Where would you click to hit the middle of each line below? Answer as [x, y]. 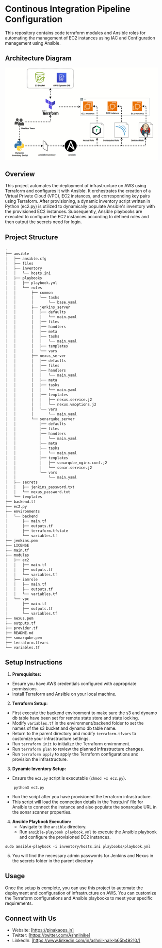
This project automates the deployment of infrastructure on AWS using [76, 186]
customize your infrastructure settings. [51, 738]
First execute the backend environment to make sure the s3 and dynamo [85, 713]
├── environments [23, 511]
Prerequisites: [27, 674]
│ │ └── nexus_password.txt [38, 492]
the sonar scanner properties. [42, 812]
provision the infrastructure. [40, 759]
